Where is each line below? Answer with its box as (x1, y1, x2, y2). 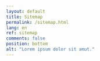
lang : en (6, 24, 27, 31)
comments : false (6, 35, 45, 41)
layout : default (6, 8, 45, 15)
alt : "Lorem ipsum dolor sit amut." (6, 46, 95, 52)
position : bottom (6, 41, 48, 47)
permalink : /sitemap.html (6, 19, 69, 25)
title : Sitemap (6, 14, 43, 20)
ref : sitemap (6, 30, 38, 36)
